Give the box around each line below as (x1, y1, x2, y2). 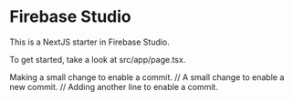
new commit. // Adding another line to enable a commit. (9, 81, 219, 92)
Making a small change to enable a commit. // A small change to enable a (9, 71, 285, 83)
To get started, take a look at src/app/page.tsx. (9, 54, 186, 65)
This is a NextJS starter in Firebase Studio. (9, 36, 171, 47)
